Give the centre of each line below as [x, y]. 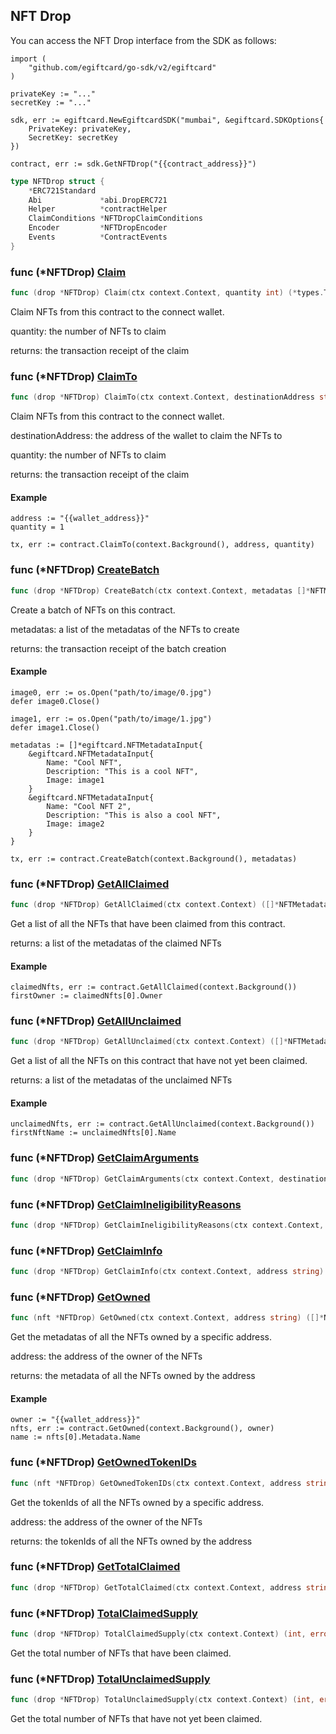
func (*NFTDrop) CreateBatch [85, 570]
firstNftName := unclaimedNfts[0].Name [93, 1133]
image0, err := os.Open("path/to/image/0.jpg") [111, 692]
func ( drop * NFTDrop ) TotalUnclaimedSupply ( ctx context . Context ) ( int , [162, 1700]
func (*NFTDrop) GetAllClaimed [90, 884]
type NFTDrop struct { [57, 181]
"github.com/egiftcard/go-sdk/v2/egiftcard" [122, 67]
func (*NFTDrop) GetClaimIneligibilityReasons [126, 1204]
